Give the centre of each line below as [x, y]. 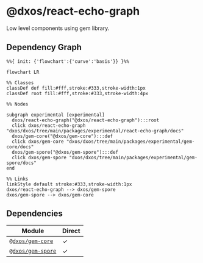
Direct [71, 231]
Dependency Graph [44, 47]
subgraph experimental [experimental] [55, 115]
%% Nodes [17, 104]
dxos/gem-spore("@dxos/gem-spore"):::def [65, 152]
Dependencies [34, 214]
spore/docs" [21, 163]
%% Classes [20, 83]
